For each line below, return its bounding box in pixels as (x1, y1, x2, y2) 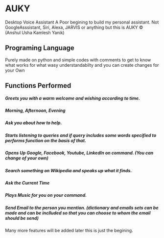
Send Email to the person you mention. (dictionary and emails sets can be (5, 205, 159, 211)
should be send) (5, 215, 39, 221)
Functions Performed (5, 81, 71, 90)
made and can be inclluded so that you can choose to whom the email (5, 210, 151, 216)
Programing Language (5, 44, 74, 52)
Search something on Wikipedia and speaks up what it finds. (5, 167, 132, 173)
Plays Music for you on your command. (5, 192, 87, 198)
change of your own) (5, 155, 49, 161)
